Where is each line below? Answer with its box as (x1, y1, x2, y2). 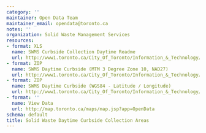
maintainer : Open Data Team (6, 15, 78, 21)
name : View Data (12, 100, 53, 106)
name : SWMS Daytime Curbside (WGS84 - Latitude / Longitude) (12, 83, 172, 89)
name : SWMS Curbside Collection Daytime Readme (12, 49, 136, 55)
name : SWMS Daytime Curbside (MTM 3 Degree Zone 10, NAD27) (12, 66, 169, 72)
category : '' (6, 9, 40, 15)
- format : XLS (6, 44, 43, 50)
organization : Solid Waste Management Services (6, 32, 131, 38)
